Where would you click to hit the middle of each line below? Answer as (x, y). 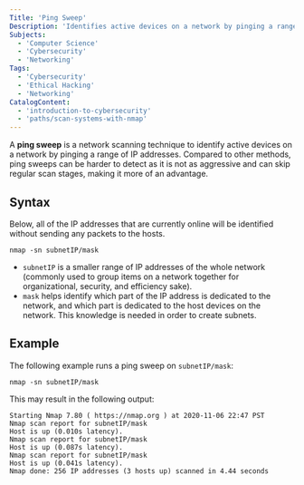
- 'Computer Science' (58, 43)
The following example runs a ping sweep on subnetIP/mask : (121, 365)
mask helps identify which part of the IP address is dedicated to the (147, 296)
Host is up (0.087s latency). (66, 447)
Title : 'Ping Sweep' (48, 18)
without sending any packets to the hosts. (87, 233)
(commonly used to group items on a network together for (131, 276)
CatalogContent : (40, 102)
